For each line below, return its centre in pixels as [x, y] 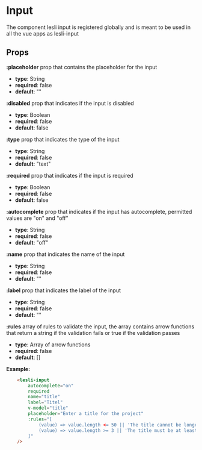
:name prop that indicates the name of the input [66, 254]
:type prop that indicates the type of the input [63, 139]
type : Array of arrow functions [53, 345]
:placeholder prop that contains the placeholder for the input [82, 67]
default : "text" [33, 164]
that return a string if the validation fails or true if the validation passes [93, 333]
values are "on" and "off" [37, 218]
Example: [18, 369]
